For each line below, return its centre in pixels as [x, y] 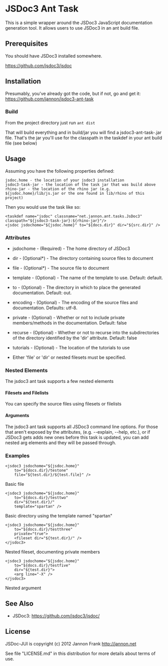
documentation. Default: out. [42, 293]
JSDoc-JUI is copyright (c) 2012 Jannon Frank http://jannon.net [71, 643]
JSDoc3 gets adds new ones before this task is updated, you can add [77, 437]
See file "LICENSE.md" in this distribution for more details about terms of [80, 653]
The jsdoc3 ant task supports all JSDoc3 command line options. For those [81, 427]
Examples [18, 456]
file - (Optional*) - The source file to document [61, 268]
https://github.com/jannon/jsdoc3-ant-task [49, 99]
